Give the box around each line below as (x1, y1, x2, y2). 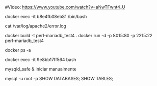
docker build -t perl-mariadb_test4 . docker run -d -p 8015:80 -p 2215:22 (5, 33, 153, 38)
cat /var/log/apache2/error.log (5, 23, 66, 29)
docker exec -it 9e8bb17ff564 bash (5, 57, 77, 63)
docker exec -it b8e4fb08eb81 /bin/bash (5, 14, 87, 19)
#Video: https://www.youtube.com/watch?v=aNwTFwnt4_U (5, 4, 126, 10)
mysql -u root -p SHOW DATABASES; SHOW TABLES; (5, 76, 113, 81)
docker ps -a (5, 47, 31, 53)
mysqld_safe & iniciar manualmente (5, 66, 77, 72)
